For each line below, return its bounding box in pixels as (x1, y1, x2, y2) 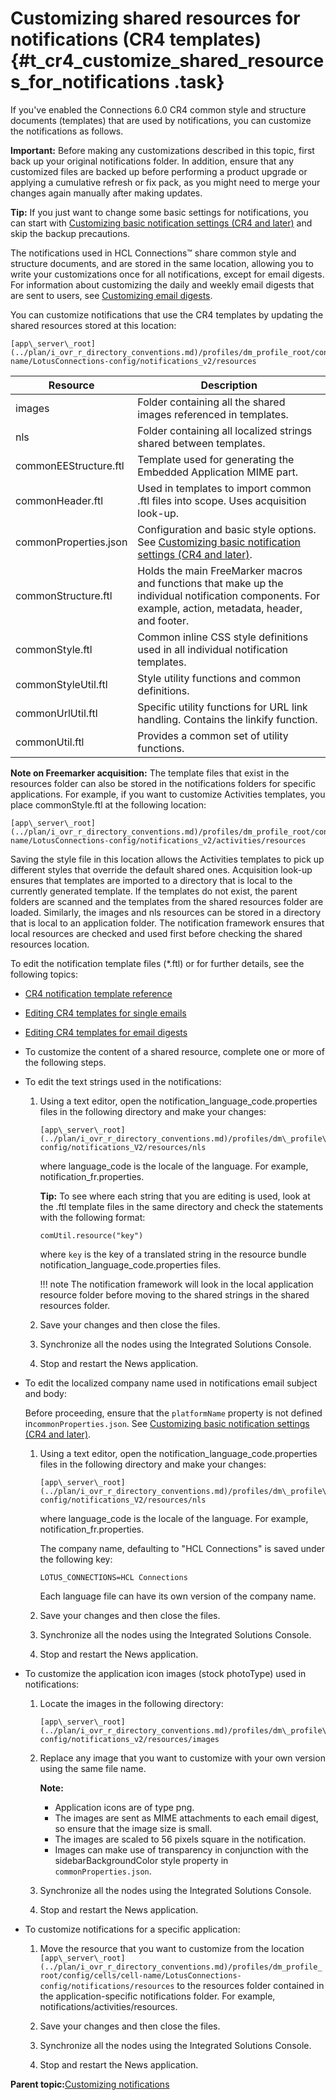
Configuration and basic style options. (137, 522, 317, 536)
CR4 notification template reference (24, 987, 173, 999)
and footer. (137, 613, 190, 627)
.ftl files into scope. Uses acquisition (137, 493, 307, 507)
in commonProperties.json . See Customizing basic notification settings (24, 1417, 310, 1429)
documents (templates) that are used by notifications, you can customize (10, 114, 312, 126)
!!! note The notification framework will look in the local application (39, 1278, 314, 1290)
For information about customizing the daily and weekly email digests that (10, 278, 315, 291)
